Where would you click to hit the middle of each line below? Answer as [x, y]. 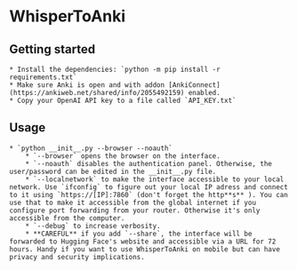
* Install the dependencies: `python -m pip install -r [115, 69]
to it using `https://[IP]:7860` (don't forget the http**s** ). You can [149, 195]
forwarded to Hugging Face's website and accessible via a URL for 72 [143, 242]
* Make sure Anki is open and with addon [87, 85]
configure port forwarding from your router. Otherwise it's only [135, 210]
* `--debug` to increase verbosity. [93, 226]
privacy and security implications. [77, 257]
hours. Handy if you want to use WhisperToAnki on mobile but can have [144, 249]
